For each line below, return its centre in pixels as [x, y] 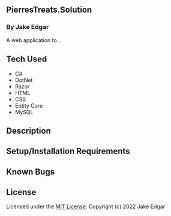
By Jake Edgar [28, 27]
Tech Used [27, 59]
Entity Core [29, 105]
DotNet [24, 80]
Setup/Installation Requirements [68, 151]
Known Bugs [31, 172]
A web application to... [34, 40]
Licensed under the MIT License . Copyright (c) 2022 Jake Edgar [86, 206]
